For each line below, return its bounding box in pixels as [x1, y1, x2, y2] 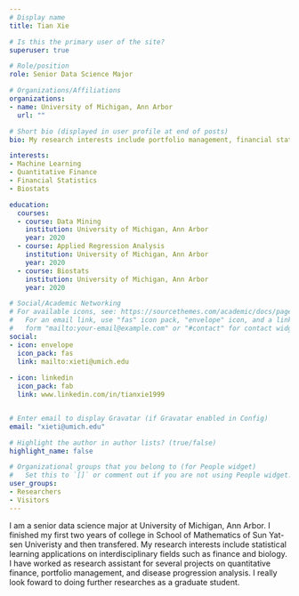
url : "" [17, 110, 46, 120]
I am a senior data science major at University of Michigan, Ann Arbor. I [9, 519, 271, 530]
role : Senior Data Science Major [9, 70, 133, 79]
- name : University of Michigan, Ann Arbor [9, 102, 174, 111]
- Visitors [9, 495, 50, 504]
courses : [17, 208, 50, 218]
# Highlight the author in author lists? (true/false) [9, 438, 217, 447]
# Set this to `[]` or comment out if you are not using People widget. [9, 471, 293, 480]
